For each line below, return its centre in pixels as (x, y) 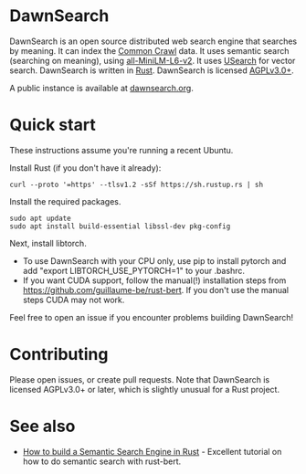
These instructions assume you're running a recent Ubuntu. (121, 150)
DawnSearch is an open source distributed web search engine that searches (153, 41)
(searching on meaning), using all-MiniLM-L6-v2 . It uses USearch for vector (153, 60)
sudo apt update (40, 218)
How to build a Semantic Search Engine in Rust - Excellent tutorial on (152, 451)
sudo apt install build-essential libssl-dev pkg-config (120, 226)
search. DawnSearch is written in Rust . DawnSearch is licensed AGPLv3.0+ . (152, 70)
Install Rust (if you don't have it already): (85, 168)
